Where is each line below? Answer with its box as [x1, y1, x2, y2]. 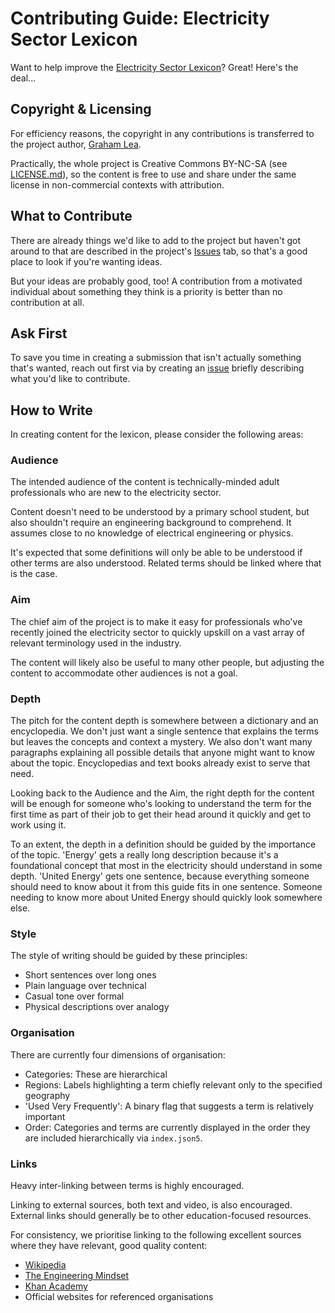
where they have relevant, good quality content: [10, 1239, 208, 1251]
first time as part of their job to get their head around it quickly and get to [10, 808, 312, 821]
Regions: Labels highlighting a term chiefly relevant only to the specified [24, 1078, 323, 1091]
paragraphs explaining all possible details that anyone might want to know [10, 747, 315, 759]
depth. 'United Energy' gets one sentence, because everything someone [10, 870, 310, 882]
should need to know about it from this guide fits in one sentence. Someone [10, 881, 323, 893]
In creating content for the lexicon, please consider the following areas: [10, 428, 304, 441]
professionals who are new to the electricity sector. [10, 487, 222, 499]
